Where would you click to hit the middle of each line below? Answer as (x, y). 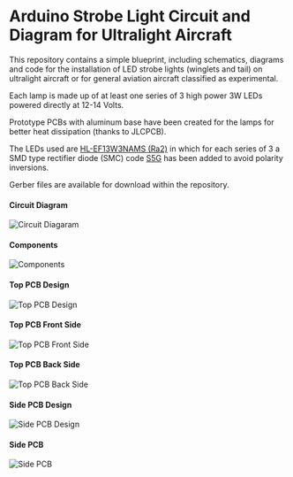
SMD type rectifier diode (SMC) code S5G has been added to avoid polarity (146, 158)
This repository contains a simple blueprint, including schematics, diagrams (146, 59)
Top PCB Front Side (45, 325)
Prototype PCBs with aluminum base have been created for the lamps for (142, 122)
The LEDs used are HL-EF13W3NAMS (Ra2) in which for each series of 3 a (145, 149)
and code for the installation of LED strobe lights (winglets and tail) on (136, 69)
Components (34, 244)
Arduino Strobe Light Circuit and (130, 16)
